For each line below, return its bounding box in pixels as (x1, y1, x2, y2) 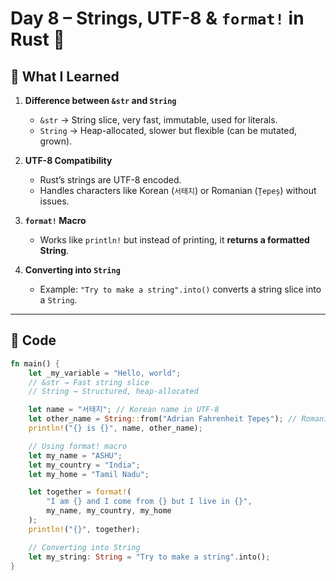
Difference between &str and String (24, 95, 177, 106)
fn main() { (10, 358, 60, 369)
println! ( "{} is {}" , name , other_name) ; (28, 423, 203, 434)
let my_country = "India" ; (28, 460, 141, 470)
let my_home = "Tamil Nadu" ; (28, 469, 150, 479)
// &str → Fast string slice (28, 377, 150, 387)
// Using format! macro (28, 441, 128, 451)
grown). (39, 135, 73, 147)
